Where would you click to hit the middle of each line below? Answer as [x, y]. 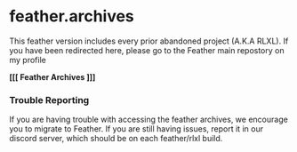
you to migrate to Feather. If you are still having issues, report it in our [136, 129]
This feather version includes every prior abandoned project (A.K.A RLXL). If [149, 41]
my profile [28, 60]
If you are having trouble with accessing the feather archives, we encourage [149, 120]
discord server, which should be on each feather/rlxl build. [116, 139]
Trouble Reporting [49, 100]
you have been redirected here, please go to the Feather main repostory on [147, 50]
